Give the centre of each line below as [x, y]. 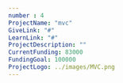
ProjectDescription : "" [48, 45]
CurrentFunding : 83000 [46, 52]
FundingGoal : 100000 [42, 60]
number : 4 [26, 15]
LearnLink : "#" [33, 38]
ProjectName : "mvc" [40, 23]
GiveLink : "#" [32, 30]
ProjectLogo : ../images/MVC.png [61, 67]
